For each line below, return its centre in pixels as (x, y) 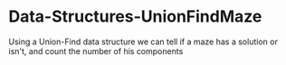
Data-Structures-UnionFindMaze (135, 17)
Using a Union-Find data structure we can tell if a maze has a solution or (143, 42)
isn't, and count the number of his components (96, 51)
